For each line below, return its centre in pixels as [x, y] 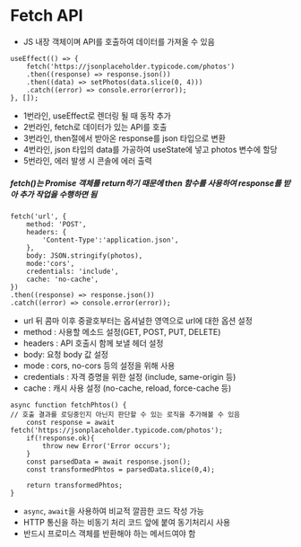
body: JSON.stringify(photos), [85, 256]
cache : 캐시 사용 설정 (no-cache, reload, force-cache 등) [127, 388]
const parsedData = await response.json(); [109, 462]
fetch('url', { [39, 216]
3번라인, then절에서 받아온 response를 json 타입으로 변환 [125, 138]
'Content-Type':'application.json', [111, 240]
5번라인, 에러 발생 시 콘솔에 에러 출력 [87, 160]
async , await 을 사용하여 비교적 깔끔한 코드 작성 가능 [113, 511]
